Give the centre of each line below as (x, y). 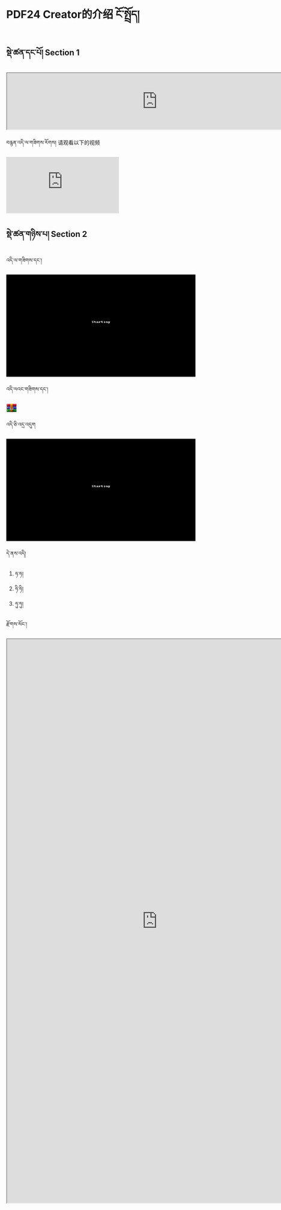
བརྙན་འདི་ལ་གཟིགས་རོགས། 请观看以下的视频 (53, 143)
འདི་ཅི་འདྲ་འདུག (21, 424)
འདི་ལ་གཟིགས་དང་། (24, 260)
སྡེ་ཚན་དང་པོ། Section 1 (43, 53)
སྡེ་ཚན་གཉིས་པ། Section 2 (47, 234)
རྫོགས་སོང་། (17, 624)
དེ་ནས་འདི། (16, 553)
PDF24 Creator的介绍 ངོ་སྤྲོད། (73, 15)
